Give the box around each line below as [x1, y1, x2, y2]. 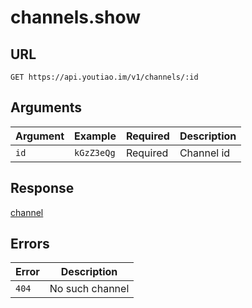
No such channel [49, 282, 130, 296]
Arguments [10, 99, 83, 116]
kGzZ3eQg [74, 147, 116, 158]
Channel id [179, 146, 231, 160]
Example [74, 129, 117, 143]
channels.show [10, 6, 142, 29]
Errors [10, 236, 50, 253]
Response [10, 180, 75, 197]
